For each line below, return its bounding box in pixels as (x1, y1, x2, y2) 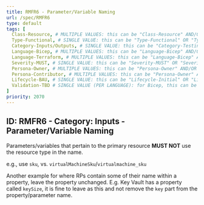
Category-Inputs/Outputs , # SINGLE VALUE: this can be (12, 43, 154, 49)
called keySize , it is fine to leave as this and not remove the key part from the (6, 185, 198, 192)
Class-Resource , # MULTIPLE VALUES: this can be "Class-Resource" (12, 32, 183, 38)
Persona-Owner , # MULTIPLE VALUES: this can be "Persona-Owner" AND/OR (12, 65, 197, 72)
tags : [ (6, 26, 26, 32)
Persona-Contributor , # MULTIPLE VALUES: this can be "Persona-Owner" (12, 71, 194, 77)
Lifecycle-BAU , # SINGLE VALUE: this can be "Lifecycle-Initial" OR (12, 77, 189, 83)
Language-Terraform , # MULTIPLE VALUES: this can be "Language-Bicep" (12, 54, 194, 60)
